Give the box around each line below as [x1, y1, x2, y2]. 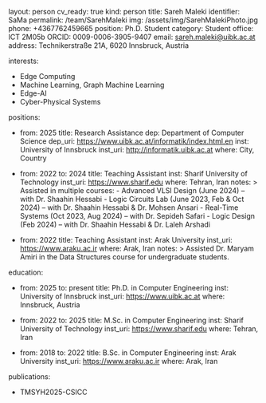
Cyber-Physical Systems [19, 97, 101, 106]
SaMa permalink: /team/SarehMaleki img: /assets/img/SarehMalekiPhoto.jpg [8, 15, 259, 25]
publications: [8, 372, 51, 381]
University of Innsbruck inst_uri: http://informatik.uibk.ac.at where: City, [19, 145, 255, 154]
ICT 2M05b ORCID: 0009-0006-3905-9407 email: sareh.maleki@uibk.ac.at [8, 32, 256, 41]
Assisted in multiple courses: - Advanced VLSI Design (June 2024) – [19, 186, 245, 195]
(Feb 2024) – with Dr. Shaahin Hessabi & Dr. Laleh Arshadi [19, 219, 211, 229]
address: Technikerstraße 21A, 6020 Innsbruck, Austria [8, 41, 190, 50]
